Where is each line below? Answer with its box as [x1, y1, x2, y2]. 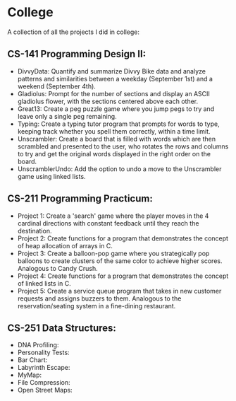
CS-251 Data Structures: [7, 322, 116, 334]
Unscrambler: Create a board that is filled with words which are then [17, 134, 216, 143]
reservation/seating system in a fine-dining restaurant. [17, 301, 176, 310]
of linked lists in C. [17, 279, 72, 287]
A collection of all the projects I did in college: [7, 28, 139, 36]
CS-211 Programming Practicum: [7, 192, 153, 205]
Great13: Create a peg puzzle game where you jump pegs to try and [17, 104, 215, 113]
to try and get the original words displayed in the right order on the [17, 149, 211, 158]
